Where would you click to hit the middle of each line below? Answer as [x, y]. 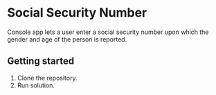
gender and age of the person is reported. [67, 39]
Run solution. [36, 85]
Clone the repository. [47, 78]
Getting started [41, 61]
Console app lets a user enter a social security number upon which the [108, 32]
